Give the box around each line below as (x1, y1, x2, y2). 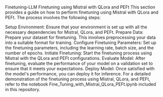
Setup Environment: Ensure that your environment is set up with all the (5, 24, 147, 30)
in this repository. (5, 87, 40, 92)
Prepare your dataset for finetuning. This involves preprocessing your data (5, 34, 156, 40)
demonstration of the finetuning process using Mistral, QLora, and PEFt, (5, 76, 151, 82)
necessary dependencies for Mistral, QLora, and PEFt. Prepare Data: (5, 29, 144, 35)
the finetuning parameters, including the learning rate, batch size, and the (5, 45, 154, 50)
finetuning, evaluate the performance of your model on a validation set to (5, 61, 153, 66)
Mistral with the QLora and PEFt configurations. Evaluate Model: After (5, 55, 146, 61)
